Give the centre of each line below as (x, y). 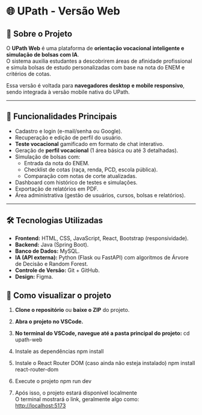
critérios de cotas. (29, 74)
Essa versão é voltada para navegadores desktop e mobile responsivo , (96, 85)
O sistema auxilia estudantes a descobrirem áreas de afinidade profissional (99, 61)
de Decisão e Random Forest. (51, 264)
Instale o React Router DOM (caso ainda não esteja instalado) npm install (105, 363)
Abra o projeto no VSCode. (49, 322)
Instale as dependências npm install (59, 352)
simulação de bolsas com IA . (43, 55)
